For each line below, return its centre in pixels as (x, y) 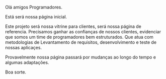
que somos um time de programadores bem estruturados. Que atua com (79, 37)
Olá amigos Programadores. (34, 7)
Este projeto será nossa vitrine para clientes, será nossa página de (73, 26)
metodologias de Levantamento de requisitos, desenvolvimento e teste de (81, 42)
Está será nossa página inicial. (36, 17)
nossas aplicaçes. (24, 47)
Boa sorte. (16, 72)
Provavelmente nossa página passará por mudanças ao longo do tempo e (81, 57)
